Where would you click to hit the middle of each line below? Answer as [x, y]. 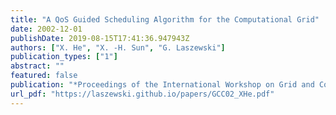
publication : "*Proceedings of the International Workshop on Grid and [162, 85]
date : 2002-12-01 [46, 29]
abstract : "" [37, 66]
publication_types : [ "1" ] [64, 57]
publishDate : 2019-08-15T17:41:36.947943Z [100, 38]
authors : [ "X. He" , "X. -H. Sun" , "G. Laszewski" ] [118, 47]
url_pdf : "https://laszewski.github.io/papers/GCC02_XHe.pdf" [142, 94]
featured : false [44, 76]
